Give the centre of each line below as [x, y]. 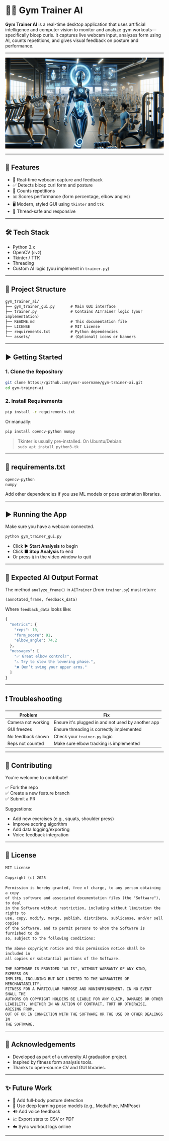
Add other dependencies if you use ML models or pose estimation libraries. [83, 494]
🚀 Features [22, 168]
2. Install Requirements [34, 401]
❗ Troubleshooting [34, 699]
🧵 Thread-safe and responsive [44, 211]
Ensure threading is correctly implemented [98, 729]
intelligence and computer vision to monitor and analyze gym [68, 29]
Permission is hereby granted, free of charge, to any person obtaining [83, 888]
